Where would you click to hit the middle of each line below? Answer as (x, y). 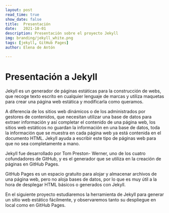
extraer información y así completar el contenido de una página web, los (80, 122)
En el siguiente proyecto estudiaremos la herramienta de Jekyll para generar (84, 194)
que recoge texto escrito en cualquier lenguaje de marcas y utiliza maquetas (85, 96)
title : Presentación (28, 24)
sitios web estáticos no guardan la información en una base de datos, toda (83, 127)
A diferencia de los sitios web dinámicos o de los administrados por (75, 111)
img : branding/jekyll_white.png (39, 38)
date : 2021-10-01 (26, 29)
